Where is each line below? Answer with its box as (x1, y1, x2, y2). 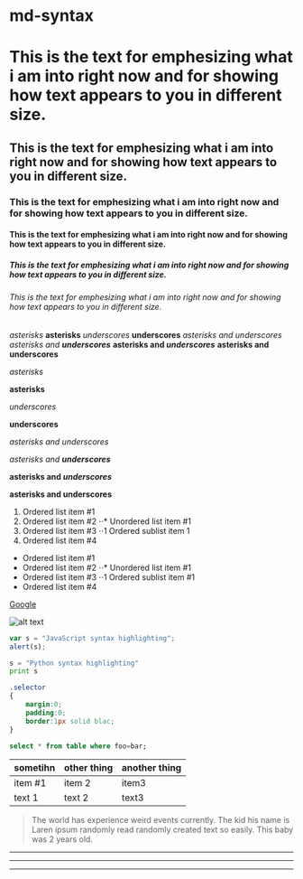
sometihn (14, 762, 56, 774)
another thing (121, 762, 182, 774)
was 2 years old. (31, 834, 93, 845)
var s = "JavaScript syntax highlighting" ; (9, 633, 176, 642)
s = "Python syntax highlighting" (9, 659, 140, 668)
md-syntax (9, 5, 95, 26)
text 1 (14, 791, 39, 804)
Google (9, 598, 37, 610)
